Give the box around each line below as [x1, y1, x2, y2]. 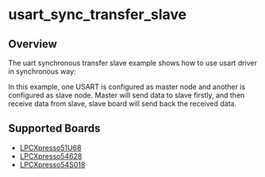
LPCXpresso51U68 [19, 143, 82, 152]
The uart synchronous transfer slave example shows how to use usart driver [8, 58, 258, 67]
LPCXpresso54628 [19, 151, 83, 160]
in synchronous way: [8, 67, 77, 76]
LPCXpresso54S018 [19, 160, 86, 169]
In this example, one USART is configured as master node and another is [8, 82, 246, 91]
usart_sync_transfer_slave [8, 6, 187, 24]
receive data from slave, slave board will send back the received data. [8, 99, 236, 108]
